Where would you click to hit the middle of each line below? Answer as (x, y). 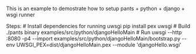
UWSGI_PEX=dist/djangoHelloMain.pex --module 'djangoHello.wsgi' (99, 45)
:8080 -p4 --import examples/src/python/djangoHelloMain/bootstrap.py (93, 38)
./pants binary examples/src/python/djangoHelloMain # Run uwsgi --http (94, 32)
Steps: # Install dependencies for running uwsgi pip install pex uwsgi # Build (98, 26)
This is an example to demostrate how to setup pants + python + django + (95, 9)
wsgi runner (21, 15)
